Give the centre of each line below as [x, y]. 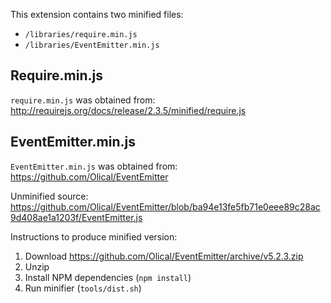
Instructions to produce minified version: [94, 236]
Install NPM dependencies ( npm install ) [108, 277]
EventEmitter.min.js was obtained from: [94, 166]
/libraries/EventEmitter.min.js [92, 45]
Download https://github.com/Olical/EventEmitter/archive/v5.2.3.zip [164, 256]
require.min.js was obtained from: [83, 100]
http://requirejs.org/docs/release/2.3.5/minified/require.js [128, 110]
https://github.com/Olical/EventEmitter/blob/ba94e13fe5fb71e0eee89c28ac [165, 206]
